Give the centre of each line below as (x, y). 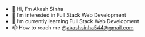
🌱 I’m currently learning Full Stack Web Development (75, 21)
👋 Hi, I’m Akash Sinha (37, 9)
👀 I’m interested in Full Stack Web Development (69, 15)
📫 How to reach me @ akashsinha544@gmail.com (72, 28)
